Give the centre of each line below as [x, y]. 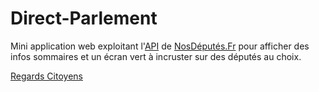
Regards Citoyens [46, 76]
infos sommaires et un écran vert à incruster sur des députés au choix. [156, 56]
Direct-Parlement [84, 18]
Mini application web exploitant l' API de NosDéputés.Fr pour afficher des [160, 46]
